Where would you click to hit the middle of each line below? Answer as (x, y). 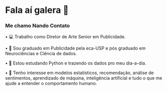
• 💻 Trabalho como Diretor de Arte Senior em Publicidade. (66, 37)
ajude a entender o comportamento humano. (51, 84)
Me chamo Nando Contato (38, 26)
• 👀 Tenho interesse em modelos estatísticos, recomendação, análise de (80, 73)
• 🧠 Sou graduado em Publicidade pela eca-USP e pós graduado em (76, 48)
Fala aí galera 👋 (37, 10)
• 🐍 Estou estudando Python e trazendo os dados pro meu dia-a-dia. (76, 63)
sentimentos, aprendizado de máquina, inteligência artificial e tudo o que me (84, 78)
